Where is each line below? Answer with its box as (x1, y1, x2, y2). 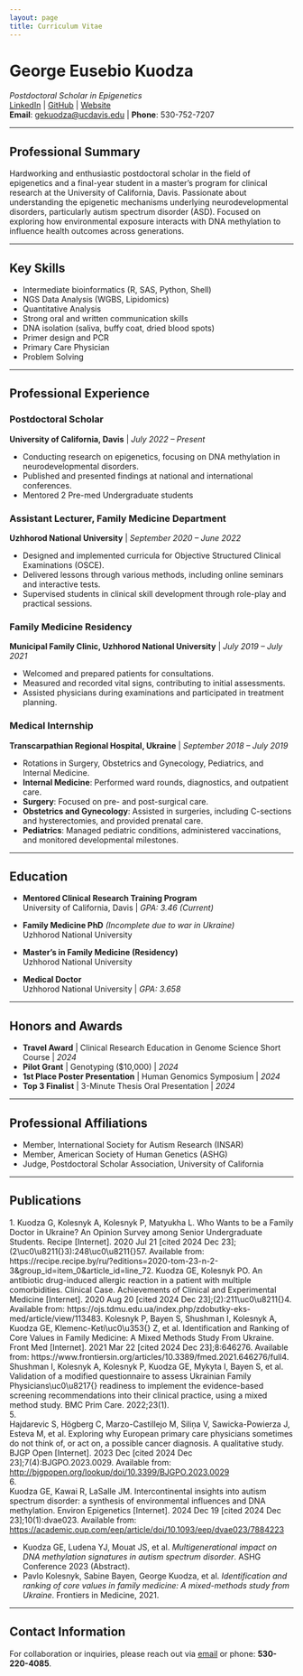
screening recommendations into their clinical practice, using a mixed (9, 1390, 268, 1401)
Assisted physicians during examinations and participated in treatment (22, 687, 284, 698)
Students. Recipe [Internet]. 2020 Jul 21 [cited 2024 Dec (9, 1236, 219, 1247)
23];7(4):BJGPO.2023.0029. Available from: (9, 1457, 171, 1467)
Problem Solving (22, 351, 84, 362)
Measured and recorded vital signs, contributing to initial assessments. (22, 678, 286, 689)
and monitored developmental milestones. (22, 834, 179, 845)
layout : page (9, 13, 59, 23)
